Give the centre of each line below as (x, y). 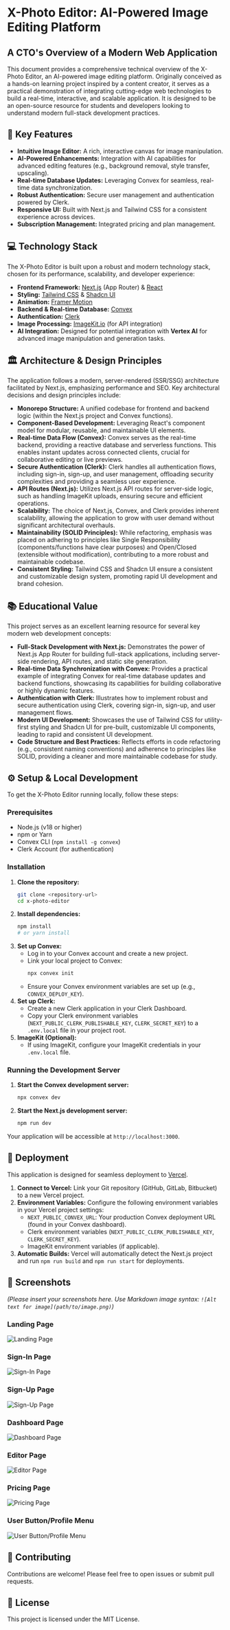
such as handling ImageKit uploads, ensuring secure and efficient (110, 496)
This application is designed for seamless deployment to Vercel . (98, 1174)
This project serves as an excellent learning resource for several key (104, 626)
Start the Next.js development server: (72, 1110)
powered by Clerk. (43, 202)
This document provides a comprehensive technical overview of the (103, 69)
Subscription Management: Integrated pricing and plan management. (116, 224)
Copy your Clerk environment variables (83, 1016)
